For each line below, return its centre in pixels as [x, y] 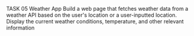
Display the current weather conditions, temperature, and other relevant [95, 21]
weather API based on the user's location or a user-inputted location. [92, 15]
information [20, 28]
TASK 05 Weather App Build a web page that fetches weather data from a [97, 9]
